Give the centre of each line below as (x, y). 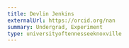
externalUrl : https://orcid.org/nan (61, 20)
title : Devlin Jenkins (41, 14)
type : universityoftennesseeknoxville (64, 34)
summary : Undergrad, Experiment (55, 27)
